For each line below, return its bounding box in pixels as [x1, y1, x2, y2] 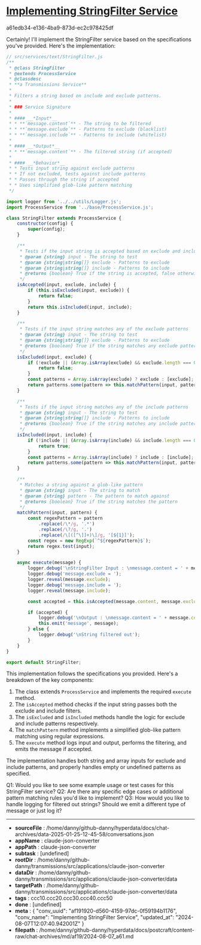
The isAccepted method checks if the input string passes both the [14, 701, 178, 708]
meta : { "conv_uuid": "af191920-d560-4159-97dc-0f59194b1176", [14, 907, 178, 914]
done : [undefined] [14, 901, 62, 908]
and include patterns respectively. [14, 720, 99, 728]
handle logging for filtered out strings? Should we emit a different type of [6, 801, 186, 808]
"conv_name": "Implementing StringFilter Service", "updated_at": [14, 914, 175, 921]
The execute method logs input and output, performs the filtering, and [14, 739, 187, 746]
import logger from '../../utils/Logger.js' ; [6, 198, 121, 205]
